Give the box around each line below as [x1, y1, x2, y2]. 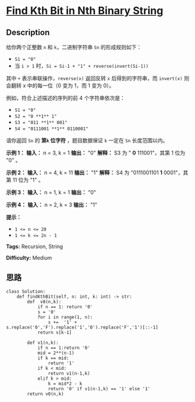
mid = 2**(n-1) [37, 350, 75, 356]
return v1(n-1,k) [47, 370, 91, 376]
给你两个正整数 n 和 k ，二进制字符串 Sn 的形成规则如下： [6, 44, 142, 50]
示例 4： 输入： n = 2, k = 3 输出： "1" [6, 201, 98, 208]
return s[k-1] [37, 329, 72, 335]
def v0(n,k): [27, 298, 61, 305]
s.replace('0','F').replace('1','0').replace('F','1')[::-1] [6, 324, 159, 330]
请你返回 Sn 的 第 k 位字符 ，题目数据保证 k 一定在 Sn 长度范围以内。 [6, 137, 168, 144]
